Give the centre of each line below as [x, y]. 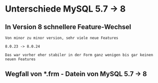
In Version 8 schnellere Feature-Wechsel [68, 27]
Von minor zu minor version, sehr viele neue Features [62, 38]
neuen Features [20, 59]
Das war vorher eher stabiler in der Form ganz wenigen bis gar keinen [79, 55]
